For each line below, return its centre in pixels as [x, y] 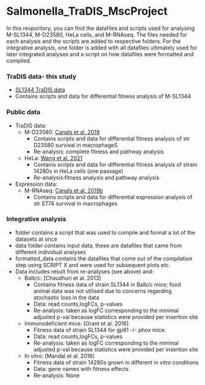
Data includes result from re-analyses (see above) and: [84, 271]
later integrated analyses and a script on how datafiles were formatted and [100, 54]
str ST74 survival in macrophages [75, 204]
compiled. [19, 61]
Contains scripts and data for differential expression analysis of [113, 197]
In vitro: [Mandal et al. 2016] [59, 356]
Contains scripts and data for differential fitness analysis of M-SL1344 [103, 97]
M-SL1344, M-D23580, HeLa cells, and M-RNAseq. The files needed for [97, 34]
